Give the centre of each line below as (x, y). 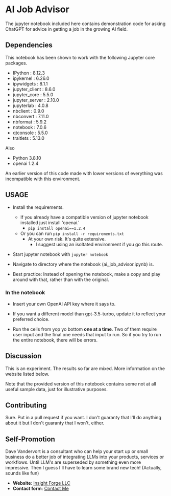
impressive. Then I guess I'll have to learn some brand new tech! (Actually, (83, 468)
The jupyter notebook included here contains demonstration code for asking (86, 24)
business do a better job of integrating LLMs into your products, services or (85, 457)
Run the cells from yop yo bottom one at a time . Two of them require (85, 329)
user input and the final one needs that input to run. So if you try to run (87, 334)
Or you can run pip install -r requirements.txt (72, 233)
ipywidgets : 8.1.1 (30, 83)
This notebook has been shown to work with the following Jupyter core (80, 57)
